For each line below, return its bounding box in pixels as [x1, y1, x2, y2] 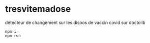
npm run [5, 33, 21, 38]
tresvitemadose [5, 3, 71, 15]
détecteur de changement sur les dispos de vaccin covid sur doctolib [5, 20, 146, 25]
